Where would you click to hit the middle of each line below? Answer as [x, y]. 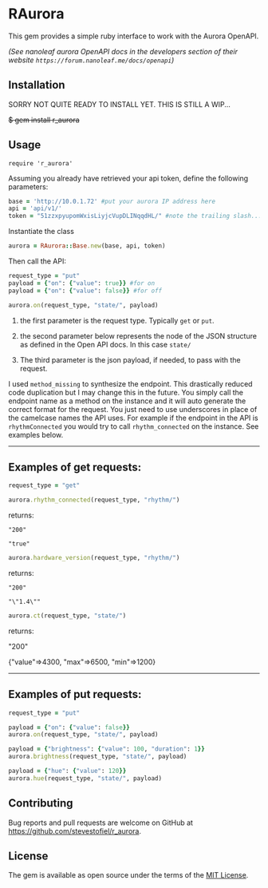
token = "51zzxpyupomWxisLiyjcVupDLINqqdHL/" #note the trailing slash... [135, 216]
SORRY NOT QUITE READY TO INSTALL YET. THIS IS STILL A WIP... [120, 104]
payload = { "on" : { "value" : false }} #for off [85, 291]
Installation [37, 85]
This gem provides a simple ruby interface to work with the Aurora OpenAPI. [134, 36]
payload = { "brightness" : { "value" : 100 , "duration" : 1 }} [106, 749]
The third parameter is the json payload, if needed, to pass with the [130, 359]
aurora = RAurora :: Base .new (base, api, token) [87, 246]
